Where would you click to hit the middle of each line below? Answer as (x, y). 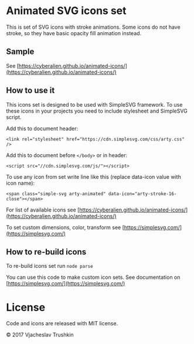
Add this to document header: (42, 128)
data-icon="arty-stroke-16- (142, 194)
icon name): (21, 183)
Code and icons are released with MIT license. (62, 323)
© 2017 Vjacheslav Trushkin (40, 335)
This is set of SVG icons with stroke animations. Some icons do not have (93, 27)
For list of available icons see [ (43, 210)
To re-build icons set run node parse (50, 266)
